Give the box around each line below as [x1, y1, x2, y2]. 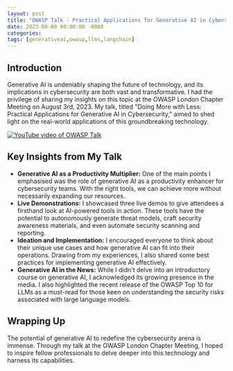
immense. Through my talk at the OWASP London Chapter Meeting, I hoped [7, 341, 223, 349]
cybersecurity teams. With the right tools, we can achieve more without [17, 184, 222, 192]
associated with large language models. [17, 295, 131, 303]
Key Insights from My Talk [7, 151, 123, 163]
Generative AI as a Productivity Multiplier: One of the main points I [17, 169, 211, 177]
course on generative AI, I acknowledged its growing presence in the [17, 273, 214, 281]
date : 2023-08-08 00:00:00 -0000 [7, 23, 104, 30]
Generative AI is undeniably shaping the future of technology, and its [7, 80, 203, 88]
